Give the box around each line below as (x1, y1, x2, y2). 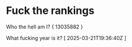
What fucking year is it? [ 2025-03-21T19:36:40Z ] (6, 34, 127, 41)
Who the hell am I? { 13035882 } (6, 23, 83, 30)
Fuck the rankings (6, 4, 95, 17)
